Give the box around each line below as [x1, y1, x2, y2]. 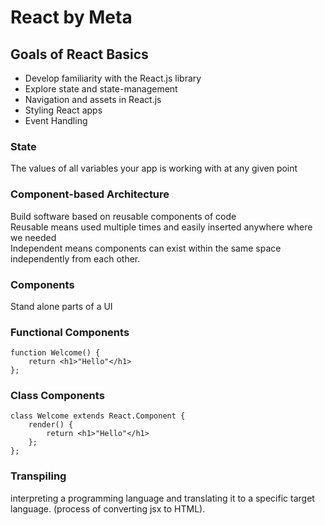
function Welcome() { [10, 348, 101, 358]
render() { [28, 420, 74, 430]
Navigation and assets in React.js [24, 94, 162, 105]
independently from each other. [10, 252, 141, 265]
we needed [10, 231, 57, 243]
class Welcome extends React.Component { [10, 411, 186, 421]
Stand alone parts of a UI [10, 300, 113, 312]
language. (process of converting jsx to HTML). [10, 502, 206, 515]
